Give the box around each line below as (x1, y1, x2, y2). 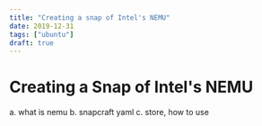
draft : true (9, 38, 54, 48)
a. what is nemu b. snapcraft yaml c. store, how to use (9, 107, 209, 118)
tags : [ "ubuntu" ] (9, 30, 74, 39)
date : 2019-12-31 (9, 22, 74, 31)
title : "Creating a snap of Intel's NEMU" (9, 13, 170, 22)
